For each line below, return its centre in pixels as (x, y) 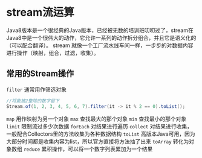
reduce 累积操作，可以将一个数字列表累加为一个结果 (88, 149)
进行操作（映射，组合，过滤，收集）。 (53, 52)
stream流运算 (40, 12)
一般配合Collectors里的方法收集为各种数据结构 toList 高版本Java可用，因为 (101, 134)
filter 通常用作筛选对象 (36, 89)
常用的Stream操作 (40, 74)
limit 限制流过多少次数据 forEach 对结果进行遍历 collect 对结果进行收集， (99, 126)
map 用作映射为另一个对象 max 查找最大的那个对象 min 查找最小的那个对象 (96, 119)
